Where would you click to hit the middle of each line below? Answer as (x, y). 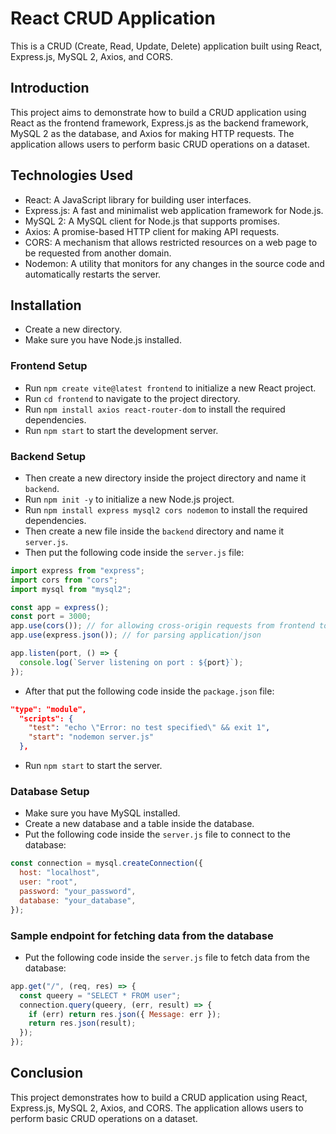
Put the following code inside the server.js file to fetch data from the (167, 957)
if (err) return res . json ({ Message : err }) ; (125, 1014)
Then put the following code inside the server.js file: (134, 552)
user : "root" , (48, 882)
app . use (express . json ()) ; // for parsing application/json (136, 635)
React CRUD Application (113, 18)
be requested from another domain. (98, 253)
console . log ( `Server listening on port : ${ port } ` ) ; (131, 662)
